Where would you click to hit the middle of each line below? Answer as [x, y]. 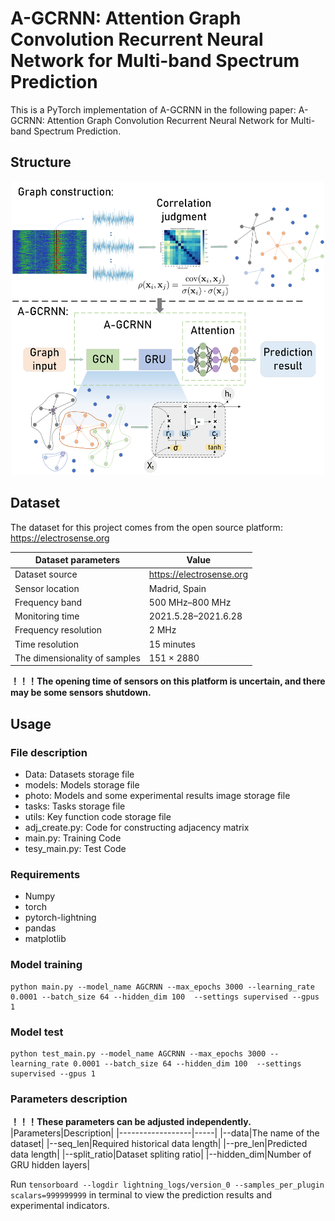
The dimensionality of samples [77, 658]
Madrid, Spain [177, 588]
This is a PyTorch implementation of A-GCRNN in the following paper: [153, 109]
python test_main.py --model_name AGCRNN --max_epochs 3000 [138, 1053]
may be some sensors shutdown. [81, 693]
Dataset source [46, 574]
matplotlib [45, 939]
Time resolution [46, 644]
